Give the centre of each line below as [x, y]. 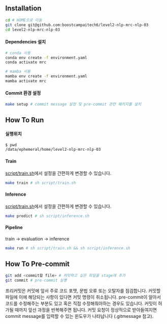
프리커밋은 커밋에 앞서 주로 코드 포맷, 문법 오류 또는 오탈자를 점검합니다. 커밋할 [83, 291]
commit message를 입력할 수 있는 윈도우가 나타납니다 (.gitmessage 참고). [79, 316]
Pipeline [14, 227]
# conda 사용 [18, 53]
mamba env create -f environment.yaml [46, 76]
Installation [23, 8]
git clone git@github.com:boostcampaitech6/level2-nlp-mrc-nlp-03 [77, 25]
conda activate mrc [26, 62]
